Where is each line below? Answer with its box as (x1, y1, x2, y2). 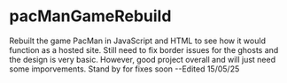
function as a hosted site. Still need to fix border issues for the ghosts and (9, 44, 279, 55)
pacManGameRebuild (9, 6, 172, 26)
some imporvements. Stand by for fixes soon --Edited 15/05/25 (9, 64, 240, 74)
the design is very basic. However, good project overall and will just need (9, 54, 276, 64)
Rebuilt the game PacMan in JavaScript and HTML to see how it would (9, 35, 266, 46)
